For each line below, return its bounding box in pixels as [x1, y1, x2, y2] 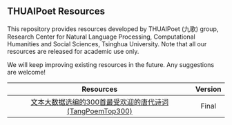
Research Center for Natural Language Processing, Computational [7, 32, 195, 41]
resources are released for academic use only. [7, 47, 139, 55]
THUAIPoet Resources [7, 6, 106, 17]
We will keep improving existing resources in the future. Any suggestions [7, 60, 215, 68]
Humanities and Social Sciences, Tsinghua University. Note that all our [7, 39, 207, 48]
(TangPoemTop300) [66, 106, 133, 116]
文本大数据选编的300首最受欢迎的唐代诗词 [30, 97, 169, 106]
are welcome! [7, 68, 46, 76]
